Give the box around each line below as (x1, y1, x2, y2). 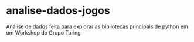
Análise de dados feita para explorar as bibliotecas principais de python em (6, 23, 189, 30)
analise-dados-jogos (6, 4, 110, 17)
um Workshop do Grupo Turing (6, 29, 81, 36)
